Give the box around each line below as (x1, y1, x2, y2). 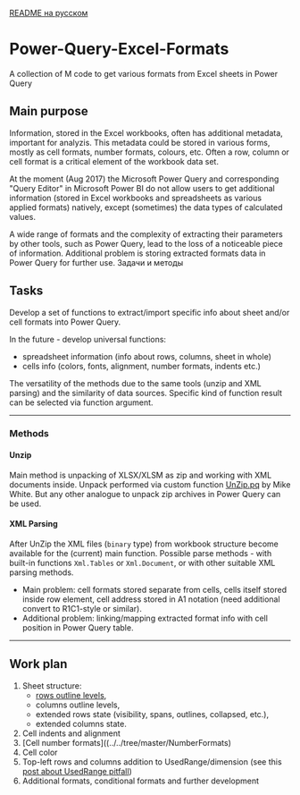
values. (9, 211, 36, 222)
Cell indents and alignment (21, 728, 121, 739)
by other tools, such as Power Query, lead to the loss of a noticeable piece (9, 238, 283, 249)
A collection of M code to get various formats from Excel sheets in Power (9, 68, 279, 79)
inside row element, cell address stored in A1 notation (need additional (21, 594, 280, 605)
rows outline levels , (35, 689, 107, 700)
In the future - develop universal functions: (9, 334, 167, 344)
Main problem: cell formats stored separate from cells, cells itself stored (21, 584, 287, 595)
